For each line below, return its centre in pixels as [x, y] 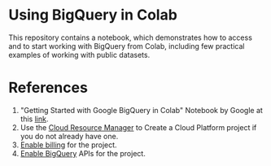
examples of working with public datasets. [79, 55]
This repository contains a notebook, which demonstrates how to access [130, 37]
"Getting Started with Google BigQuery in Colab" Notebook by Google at [141, 110]
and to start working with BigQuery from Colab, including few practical [127, 46]
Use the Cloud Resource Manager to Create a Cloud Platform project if [138, 127]
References [48, 88]
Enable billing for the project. [68, 145]
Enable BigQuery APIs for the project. [83, 153]
